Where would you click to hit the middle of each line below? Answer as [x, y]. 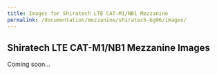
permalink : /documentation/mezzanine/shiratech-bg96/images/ [97, 20]
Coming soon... [29, 64]
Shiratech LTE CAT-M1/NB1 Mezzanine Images [109, 48]
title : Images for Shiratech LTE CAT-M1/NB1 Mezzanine [88, 13]
